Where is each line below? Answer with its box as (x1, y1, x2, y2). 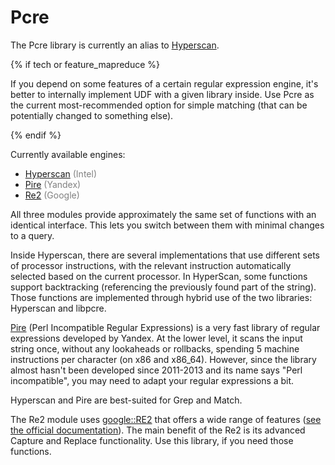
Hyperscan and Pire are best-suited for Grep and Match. (10, 394, 243, 406)
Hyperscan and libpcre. (10, 302, 107, 314)
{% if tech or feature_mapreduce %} (10, 58, 160, 70)
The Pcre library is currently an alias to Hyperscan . (10, 39, 220, 51)
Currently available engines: (10, 148, 126, 160)
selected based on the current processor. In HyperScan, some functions (10, 270, 308, 282)
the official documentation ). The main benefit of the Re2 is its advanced (10, 424, 306, 436)
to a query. (10, 229, 55, 241)
